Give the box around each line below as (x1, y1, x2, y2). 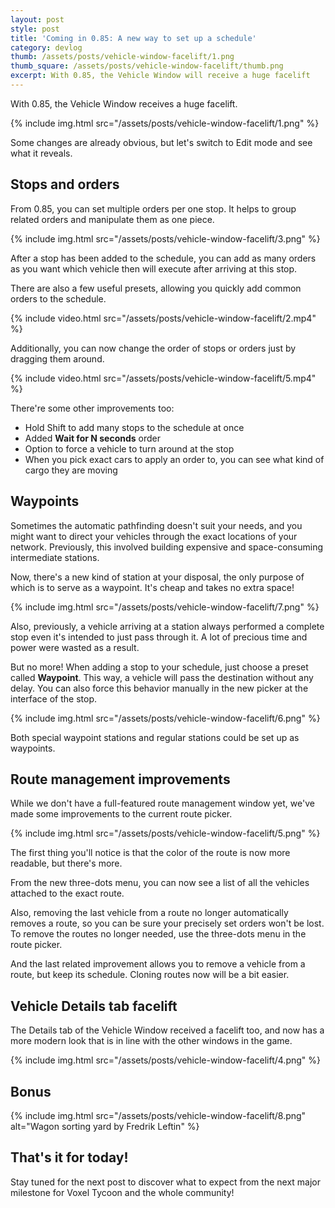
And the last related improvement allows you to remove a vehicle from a (10, 958, 306, 970)
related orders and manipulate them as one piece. (10, 213, 215, 225)
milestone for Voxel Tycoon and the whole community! (10, 1186, 235, 1198)
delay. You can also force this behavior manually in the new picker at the (10, 682, 309, 694)
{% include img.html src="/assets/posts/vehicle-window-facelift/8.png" (10, 1109, 307, 1121)
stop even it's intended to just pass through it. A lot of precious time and (10, 631, 308, 643)
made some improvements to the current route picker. (10, 808, 233, 820)
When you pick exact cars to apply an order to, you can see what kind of (24, 453, 325, 465)
